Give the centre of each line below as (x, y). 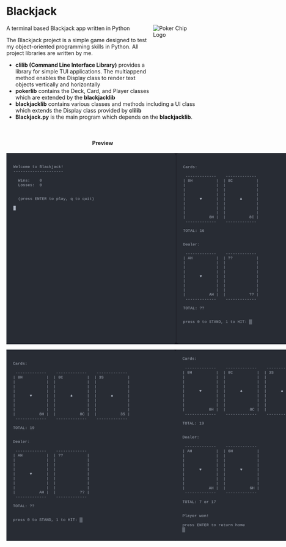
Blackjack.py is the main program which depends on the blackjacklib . (104, 117)
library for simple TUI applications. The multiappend (81, 71)
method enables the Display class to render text (75, 78)
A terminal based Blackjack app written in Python (68, 28)
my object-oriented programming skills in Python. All (72, 47)
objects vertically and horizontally (58, 84)
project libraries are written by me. (50, 53)
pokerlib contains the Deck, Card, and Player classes (82, 91)
